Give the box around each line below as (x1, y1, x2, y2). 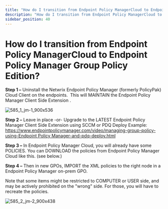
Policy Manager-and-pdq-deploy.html (37, 133, 116, 139)
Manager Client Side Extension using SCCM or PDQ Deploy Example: (5, 122, 147, 128)
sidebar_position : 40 (5, 17, 50, 22)
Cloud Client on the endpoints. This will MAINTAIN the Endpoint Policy (5, 92, 151, 98)
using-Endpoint (5, 133, 37, 139)
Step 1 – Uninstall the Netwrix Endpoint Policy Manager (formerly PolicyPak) (5, 87, 161, 93)
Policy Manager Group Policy (5, 60, 128, 71)
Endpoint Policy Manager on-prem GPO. (5, 168, 88, 174)
